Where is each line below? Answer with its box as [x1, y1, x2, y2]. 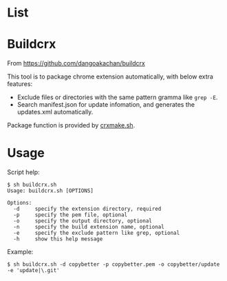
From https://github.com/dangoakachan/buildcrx [7, 59, 146, 67]
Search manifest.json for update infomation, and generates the [17, 101, 195, 109]
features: [7, 80, 33, 88]
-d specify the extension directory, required [13, 205, 162, 213]
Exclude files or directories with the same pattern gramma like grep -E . [17, 93, 218, 101]
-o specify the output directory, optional [13, 218, 153, 225]
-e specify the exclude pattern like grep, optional [13, 229, 180, 237]
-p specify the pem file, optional [13, 211, 128, 218]
